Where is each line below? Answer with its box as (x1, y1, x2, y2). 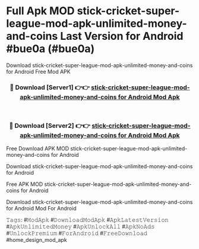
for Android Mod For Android (6, 204, 77, 212)
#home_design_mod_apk (6, 236, 67, 243)
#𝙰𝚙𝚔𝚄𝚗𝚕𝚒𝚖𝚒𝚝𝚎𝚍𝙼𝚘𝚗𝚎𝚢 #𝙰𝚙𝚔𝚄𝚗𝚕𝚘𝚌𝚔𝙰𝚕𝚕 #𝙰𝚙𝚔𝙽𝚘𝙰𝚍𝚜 (6, 223, 155, 230)
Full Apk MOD (6, 4, 75, 18)
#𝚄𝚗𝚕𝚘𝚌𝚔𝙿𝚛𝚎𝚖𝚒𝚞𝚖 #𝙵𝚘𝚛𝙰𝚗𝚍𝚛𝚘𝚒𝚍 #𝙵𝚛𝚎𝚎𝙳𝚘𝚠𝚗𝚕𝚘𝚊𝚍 (6, 229, 147, 237)
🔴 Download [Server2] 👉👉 (8, 122, 91, 130)
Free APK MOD (6, 180, 43, 188)
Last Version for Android (60, 30, 184, 43)
